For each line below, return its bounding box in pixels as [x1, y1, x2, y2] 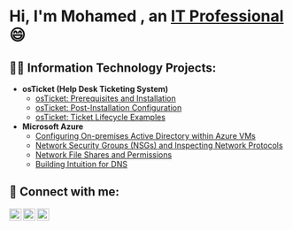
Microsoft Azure [21, 121, 84, 132]
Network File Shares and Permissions [35, 149, 173, 160]
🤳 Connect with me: [9, 184, 120, 200]
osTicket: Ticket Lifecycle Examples [35, 112, 166, 122]
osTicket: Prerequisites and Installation [35, 93, 177, 103]
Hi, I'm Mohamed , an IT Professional [9, 6, 284, 27]
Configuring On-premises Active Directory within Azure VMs [35, 131, 257, 141]
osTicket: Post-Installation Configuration [35, 103, 182, 112]
